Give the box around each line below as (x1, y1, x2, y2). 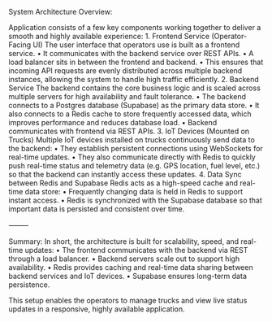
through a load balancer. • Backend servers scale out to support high (8, 254, 240, 263)
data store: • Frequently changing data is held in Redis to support (24, 187, 244, 196)
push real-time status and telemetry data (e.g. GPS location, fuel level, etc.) (8, 161, 261, 170)
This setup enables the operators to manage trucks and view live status (8, 296, 248, 305)
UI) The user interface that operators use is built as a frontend (32, 40, 240, 50)
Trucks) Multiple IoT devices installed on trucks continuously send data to (8, 135, 256, 145)
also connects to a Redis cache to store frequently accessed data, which (8, 109, 252, 119)
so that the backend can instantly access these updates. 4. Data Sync (8, 170, 242, 179)
